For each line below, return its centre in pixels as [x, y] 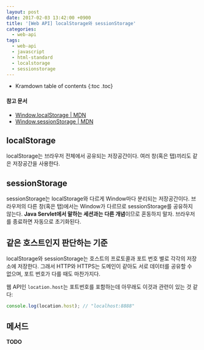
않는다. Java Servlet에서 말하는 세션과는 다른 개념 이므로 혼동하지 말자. [90, 214]
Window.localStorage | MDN [51, 115]
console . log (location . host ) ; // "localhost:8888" [71, 306]
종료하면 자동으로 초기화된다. [47, 222]
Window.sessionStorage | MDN [54, 121]
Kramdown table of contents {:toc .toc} [64, 86]
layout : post [23, 12]
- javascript [28, 52]
